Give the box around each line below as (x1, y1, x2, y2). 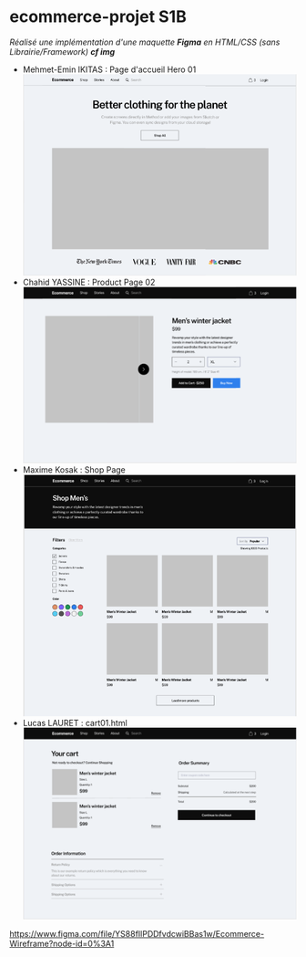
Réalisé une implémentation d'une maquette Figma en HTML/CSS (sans (9, 36, 280, 47)
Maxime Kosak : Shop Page (22, 464, 126, 475)
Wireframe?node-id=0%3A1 (9, 938, 115, 950)
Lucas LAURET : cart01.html (22, 718, 127, 729)
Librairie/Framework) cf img (9, 46, 116, 57)
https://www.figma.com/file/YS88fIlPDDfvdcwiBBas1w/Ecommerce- (9, 929, 265, 940)
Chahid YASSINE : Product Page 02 (22, 276, 156, 288)
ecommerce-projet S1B (9, 6, 187, 27)
